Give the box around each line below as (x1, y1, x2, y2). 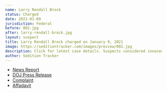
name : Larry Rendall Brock (5, 7, 61, 12)
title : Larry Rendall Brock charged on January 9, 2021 (5, 40, 123, 45)
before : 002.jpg (5, 26, 39, 31)
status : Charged (5, 12, 39, 17)
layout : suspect (5, 35, 39, 40)
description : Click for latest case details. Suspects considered (5, 48, 146, 53)
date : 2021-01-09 (5, 16, 41, 21)
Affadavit (12, 83, 31, 89)
